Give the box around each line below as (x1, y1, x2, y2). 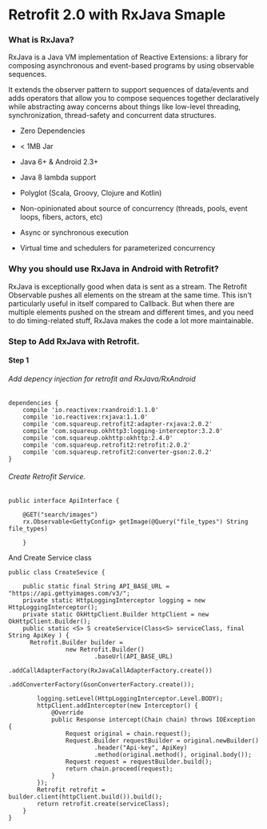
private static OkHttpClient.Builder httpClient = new (22, 610, 209, 618)
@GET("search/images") (22, 511, 98, 519)
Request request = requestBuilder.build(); (65, 758, 213, 766)
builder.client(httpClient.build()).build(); (8, 792, 162, 801)
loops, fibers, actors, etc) (19, 212, 103, 222)
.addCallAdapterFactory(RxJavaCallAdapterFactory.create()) (8, 666, 213, 674)
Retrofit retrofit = (37, 786, 106, 794)
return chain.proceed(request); (65, 764, 173, 773)
